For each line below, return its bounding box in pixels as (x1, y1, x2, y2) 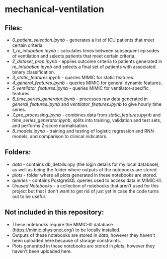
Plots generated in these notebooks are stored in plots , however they (12, 243, 155, 249)
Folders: (5, 148, 31, 157)
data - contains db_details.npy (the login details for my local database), (12, 161, 160, 167)
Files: (5, 24, 22, 32)
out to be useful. (12, 193, 46, 200)
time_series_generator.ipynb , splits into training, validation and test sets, (12, 117, 161, 123)
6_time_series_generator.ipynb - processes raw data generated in (12, 96, 148, 102)
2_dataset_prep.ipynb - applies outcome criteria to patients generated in (12, 58, 162, 64)
